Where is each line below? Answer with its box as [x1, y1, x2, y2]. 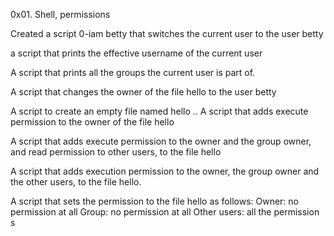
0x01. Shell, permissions [10, 9, 111, 20]
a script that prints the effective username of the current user [10, 47, 263, 59]
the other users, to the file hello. [10, 176, 142, 188]
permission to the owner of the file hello [10, 116, 175, 128]
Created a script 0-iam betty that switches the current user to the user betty [10, 28, 324, 39]
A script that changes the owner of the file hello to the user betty [10, 86, 277, 98]
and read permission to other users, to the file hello [10, 146, 222, 158]
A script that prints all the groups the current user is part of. [10, 67, 256, 78]
